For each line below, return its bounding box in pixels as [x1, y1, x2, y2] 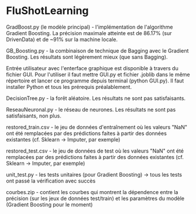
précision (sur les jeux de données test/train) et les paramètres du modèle [6, 195, 185, 202]
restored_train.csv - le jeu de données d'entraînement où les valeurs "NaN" [6, 123, 187, 130]
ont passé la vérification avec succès [6, 177, 96, 184]
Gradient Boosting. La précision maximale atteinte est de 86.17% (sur [6, 29, 172, 36]
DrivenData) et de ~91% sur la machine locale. [6, 36, 118, 43]
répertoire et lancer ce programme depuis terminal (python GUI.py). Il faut [6, 77, 184, 84]
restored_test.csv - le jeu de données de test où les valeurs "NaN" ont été [6, 147, 184, 154]
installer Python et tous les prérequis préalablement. [6, 83, 132, 90]
